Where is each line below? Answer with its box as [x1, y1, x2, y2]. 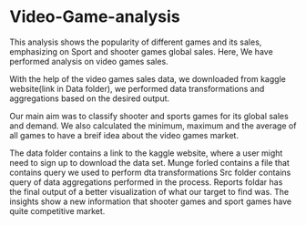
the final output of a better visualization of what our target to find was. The [9, 186, 290, 197]
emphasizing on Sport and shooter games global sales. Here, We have [9, 46, 273, 56]
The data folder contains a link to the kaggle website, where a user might [9, 148, 283, 159]
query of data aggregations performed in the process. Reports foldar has [9, 176, 283, 188]
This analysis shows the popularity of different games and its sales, [9, 36, 262, 47]
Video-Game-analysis [9, 6, 180, 27]
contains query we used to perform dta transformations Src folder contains [9, 167, 291, 178]
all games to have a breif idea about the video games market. [9, 129, 240, 140]
